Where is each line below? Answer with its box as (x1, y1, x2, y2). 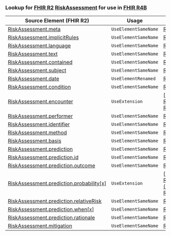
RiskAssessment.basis (8, 138, 62, 145)
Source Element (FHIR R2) (24, 17, 90, 24)
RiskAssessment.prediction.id (8, 154, 79, 161)
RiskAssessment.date (8, 75, 60, 82)
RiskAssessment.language (8, 42, 71, 49)
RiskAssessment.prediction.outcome (8, 162, 96, 169)
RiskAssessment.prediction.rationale (8, 214, 95, 221)
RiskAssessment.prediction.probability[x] (8, 180, 107, 187)
